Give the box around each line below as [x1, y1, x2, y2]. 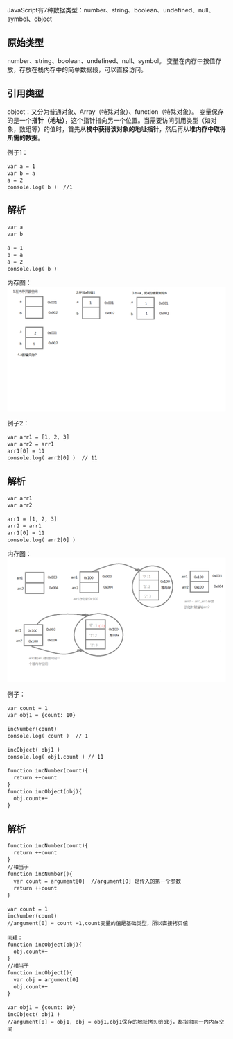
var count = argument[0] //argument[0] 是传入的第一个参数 [13, 877, 182, 885]
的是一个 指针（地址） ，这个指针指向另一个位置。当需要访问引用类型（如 [7, 116, 211, 124]
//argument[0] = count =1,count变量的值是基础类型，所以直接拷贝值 [7, 920, 189, 927]
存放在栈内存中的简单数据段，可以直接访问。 [19, 65, 147, 74]
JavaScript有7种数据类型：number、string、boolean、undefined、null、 [7, 6, 215, 14]
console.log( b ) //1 [7, 183, 73, 191]
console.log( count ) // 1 [7, 733, 89, 740]
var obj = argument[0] [13, 976, 79, 983]
